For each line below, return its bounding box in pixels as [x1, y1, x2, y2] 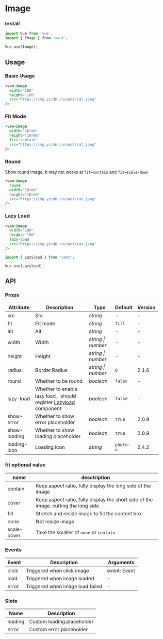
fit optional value [5, 461, 46, 468]
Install [5, 20, 20, 27]
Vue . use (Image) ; [5, 45, 38, 49]
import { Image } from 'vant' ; [5, 36, 68, 41]
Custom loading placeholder [29, 618, 94, 625]
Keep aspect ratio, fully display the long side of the [35, 482, 151, 489]
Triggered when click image [26, 567, 89, 574]
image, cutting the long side [35, 502, 99, 509]
